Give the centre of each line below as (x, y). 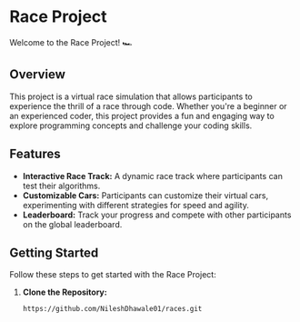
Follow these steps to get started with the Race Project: (113, 275)
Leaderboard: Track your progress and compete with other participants (157, 215)
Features (35, 154)
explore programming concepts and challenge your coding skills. (131, 126)
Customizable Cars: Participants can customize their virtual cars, (145, 195)
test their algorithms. (61, 186)
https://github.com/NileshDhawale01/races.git (112, 309)
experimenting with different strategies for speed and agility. (136, 205)
